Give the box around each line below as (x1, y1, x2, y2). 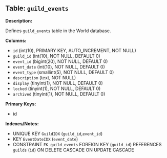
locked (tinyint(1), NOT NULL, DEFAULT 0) (12, 85, 101, 92)
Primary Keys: (5, 101, 36, 107)
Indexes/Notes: (5, 120, 39, 127)
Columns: (5, 37, 27, 43)
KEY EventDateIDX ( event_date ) (12, 136, 78, 142)
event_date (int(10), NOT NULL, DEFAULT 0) (12, 63, 105, 70)
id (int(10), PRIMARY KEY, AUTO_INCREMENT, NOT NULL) (12, 47, 137, 53)
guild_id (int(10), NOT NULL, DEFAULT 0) (12, 53, 101, 59)
